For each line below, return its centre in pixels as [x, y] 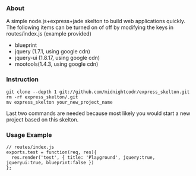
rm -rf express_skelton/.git [42, 97]
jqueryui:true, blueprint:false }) [50, 162]
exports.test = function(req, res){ [51, 152]
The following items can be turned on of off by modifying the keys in [90, 27]
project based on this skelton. [42, 119]
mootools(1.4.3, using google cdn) [56, 64]
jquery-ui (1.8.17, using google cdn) [57, 58]
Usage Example [29, 135]
